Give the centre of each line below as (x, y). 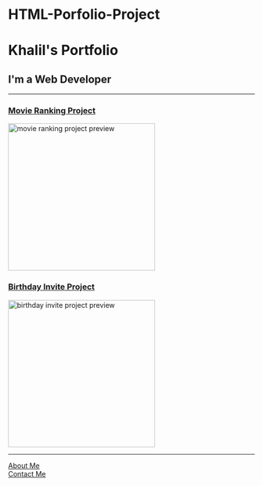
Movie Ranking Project (52, 111)
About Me (24, 466)
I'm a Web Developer (60, 79)
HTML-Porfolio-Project (84, 15)
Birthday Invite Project (52, 287)
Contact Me (27, 473)
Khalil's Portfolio (63, 51)
